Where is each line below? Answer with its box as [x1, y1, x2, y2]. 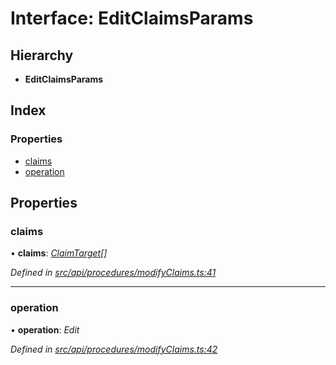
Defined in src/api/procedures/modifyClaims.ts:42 [10, 343, 218, 355]
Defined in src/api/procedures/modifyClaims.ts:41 [10, 267, 217, 279]
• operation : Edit [10, 323, 80, 336]
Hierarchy [10, 47, 74, 64]
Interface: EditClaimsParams [10, 7, 254, 30]
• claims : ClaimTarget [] [10, 247, 108, 259]
